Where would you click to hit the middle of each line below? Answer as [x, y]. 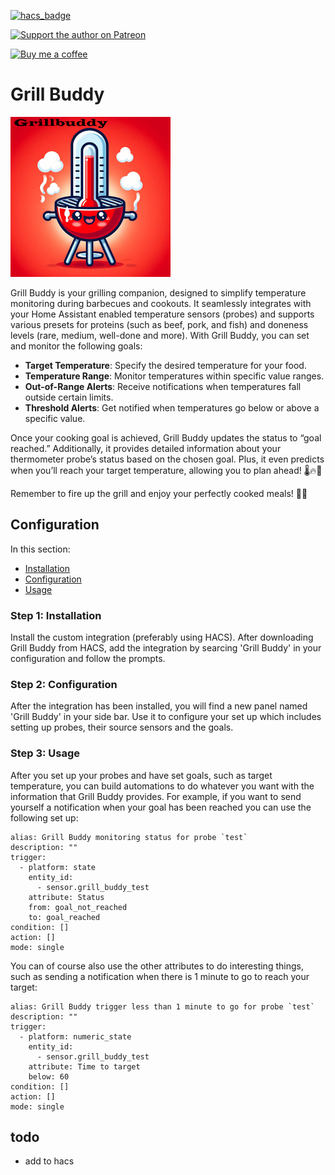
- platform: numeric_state [75, 1036]
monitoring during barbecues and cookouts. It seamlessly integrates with [161, 303]
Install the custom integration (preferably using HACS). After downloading [162, 637]
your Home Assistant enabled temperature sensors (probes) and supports [162, 314]
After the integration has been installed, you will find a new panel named [159, 706]
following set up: [44, 817]
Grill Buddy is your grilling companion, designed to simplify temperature [158, 292]
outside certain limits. [69, 397]
